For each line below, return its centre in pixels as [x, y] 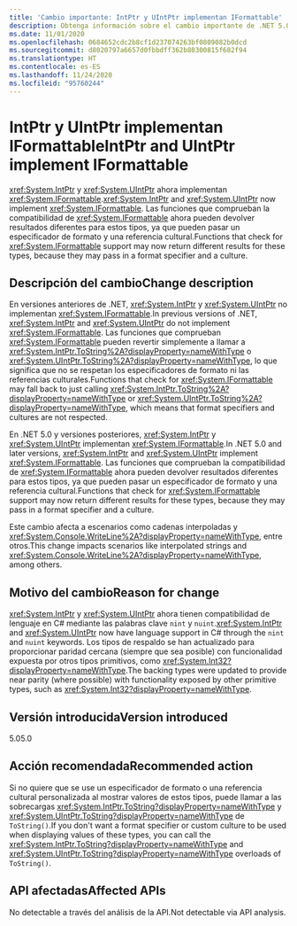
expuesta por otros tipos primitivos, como [85, 661]
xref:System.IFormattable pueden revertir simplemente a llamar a [127, 342]
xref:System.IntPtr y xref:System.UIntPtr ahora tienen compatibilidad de [140, 614]
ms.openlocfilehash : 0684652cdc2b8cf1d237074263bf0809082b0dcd [128, 42]
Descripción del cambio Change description [131, 283]
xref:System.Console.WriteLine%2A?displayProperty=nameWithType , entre [146, 536]
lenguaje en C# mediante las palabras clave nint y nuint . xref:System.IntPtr [146, 623]
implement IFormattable [99, 164]
